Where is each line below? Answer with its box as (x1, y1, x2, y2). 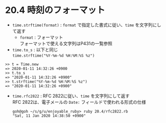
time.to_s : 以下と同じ (12, 47, 58, 53)
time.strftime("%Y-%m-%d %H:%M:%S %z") (12, 53, 95, 58)
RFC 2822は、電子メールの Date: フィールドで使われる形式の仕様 (12, 99, 146, 105)
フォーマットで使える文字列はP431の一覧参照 (19, 40, 112, 46)
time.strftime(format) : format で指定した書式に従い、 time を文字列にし (12, 22, 162, 28)
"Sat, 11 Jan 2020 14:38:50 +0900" (12, 113, 86, 118)
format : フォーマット (19, 34, 63, 40)
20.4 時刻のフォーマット (5, 4, 106, 16)
